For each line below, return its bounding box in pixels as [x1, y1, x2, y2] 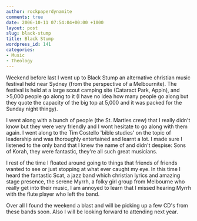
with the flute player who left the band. [6, 190, 100, 197]
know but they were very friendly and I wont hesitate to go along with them [6, 123, 188, 130]
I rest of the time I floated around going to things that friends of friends [6, 159, 178, 166]
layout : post [6, 25, 38, 31]
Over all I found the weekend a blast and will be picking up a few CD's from [6, 202, 188, 209]
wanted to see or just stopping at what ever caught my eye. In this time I [6, 165, 181, 172]
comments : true [6, 14, 44, 20]
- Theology [6, 58, 33, 63]
